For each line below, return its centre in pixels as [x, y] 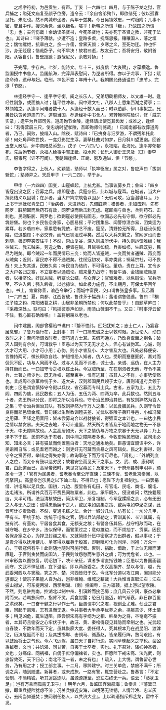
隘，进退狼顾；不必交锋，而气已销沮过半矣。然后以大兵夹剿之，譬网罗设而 [81, 235]
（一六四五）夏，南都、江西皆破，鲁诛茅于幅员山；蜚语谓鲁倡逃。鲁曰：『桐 [82, 296]
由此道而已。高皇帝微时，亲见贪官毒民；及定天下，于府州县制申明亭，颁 [87, 468]
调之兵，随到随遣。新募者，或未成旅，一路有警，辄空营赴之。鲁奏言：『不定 [82, 672]
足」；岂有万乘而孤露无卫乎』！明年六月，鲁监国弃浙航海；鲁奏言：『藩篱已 [81, 684]
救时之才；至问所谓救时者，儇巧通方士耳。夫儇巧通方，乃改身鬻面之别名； [81, 338]
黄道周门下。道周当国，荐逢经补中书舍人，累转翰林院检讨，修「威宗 [91, 115]
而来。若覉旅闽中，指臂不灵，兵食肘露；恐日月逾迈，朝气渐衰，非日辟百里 [85, 598]
